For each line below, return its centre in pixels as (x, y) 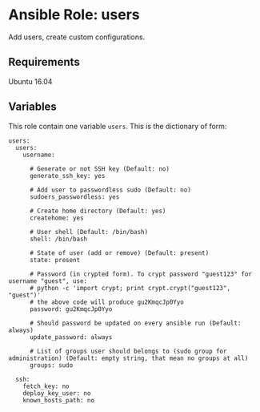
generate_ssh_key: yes (67, 176)
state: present (55, 260)
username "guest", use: (48, 281)
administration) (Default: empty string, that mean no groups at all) (128, 358)
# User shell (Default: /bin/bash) (89, 232)
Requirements (44, 62)
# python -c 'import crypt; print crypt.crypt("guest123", (130, 288)
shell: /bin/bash (58, 239)
